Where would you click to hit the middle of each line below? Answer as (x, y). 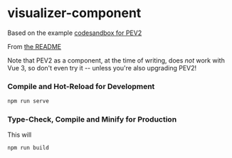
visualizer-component (74, 13)
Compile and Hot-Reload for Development (81, 86)
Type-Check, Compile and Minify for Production (92, 120)
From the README (35, 46)
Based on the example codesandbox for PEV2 (75, 33)
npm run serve (28, 101)
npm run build (28, 148)
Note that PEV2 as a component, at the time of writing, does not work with (116, 60)
